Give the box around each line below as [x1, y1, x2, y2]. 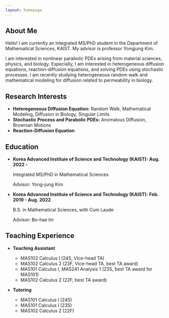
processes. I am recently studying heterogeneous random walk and [5, 72, 147, 78]
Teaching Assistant [12, 245, 55, 251]
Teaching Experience [5, 231, 75, 240]
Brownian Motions [12, 122, 51, 128]
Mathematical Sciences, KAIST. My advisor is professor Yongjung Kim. [5, 46, 155, 52]
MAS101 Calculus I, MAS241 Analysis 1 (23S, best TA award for [20, 266, 153, 272]
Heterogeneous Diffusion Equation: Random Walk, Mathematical [12, 106, 151, 112]
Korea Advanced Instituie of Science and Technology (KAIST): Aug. [12, 156, 160, 162]
